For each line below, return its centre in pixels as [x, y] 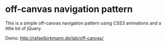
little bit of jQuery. [24, 28]
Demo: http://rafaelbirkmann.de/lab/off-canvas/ [54, 38]
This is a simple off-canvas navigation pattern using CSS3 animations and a [83, 23]
